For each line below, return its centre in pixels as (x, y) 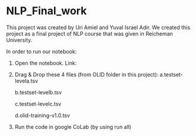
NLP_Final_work (46, 11)
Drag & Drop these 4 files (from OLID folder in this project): (86, 74)
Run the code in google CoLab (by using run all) (73, 126)
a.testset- (171, 74)
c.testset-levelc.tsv (38, 104)
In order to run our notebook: (41, 51)
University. (19, 40)
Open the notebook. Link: (46, 63)
